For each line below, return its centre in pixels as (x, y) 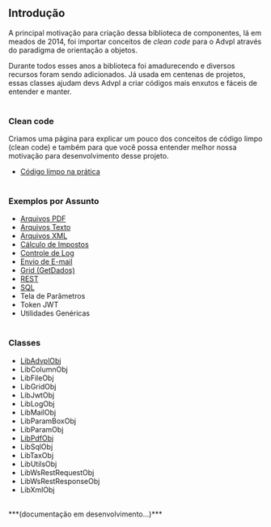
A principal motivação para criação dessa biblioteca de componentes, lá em (135, 32)
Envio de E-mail (46, 261)
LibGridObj (38, 386)
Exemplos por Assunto (54, 202)
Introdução (37, 13)
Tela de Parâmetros (53, 296)
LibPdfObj (37, 438)
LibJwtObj (37, 395)
